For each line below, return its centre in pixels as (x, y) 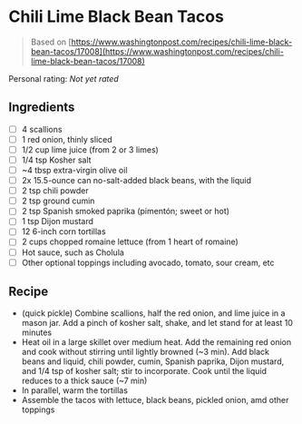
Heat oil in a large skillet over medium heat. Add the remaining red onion (156, 342)
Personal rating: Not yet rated (63, 78)
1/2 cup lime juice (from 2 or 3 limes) (90, 149)
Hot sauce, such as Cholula (73, 252)
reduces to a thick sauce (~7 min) (84, 381)
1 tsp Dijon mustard (58, 222)
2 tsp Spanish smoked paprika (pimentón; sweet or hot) (126, 212)
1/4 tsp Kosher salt (56, 160)
